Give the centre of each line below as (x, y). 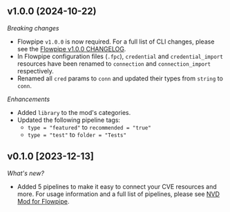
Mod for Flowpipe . (43, 201)
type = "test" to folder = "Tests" (77, 134)
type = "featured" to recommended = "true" (89, 127)
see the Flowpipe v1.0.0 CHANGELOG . (71, 48)
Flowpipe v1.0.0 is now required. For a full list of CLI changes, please (116, 42)
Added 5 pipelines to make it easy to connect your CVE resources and (117, 186)
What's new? (26, 173)
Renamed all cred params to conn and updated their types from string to (120, 78)
